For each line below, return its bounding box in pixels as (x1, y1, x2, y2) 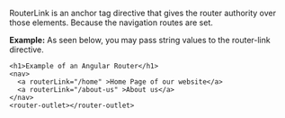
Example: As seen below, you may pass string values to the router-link (9, 35, 272, 45)
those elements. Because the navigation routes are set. (9, 17, 214, 28)
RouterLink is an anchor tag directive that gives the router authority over (9, 8, 277, 18)
